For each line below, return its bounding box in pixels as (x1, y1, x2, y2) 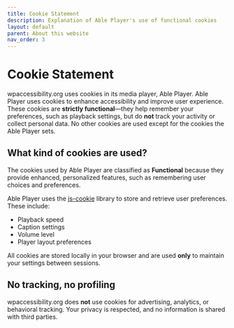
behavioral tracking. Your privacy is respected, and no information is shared (7, 305, 226, 313)
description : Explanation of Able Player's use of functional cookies (7, 17, 217, 24)
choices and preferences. (7, 180, 81, 189)
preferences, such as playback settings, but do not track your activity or (7, 112, 215, 121)
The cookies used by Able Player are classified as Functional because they (7, 165, 224, 174)
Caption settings (17, 222, 65, 231)
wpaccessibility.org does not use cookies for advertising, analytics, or (7, 297, 210, 306)
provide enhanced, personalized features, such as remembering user (7, 173, 206, 182)
